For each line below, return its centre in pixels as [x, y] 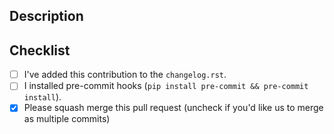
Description [46, 16]
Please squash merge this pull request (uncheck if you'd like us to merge [173, 108]
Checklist [40, 50]
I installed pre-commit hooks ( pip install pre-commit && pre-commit [166, 86]
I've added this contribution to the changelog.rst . [125, 75]
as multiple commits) [67, 119]
